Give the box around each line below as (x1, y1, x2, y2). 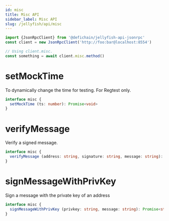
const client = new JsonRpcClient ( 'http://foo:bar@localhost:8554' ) (5, 40, 152, 45)
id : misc (5, 7, 24, 13)
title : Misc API (5, 12, 39, 17)
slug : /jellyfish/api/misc (5, 21, 62, 27)
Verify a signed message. (5, 140, 58, 146)
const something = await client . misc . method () (5, 53, 105, 58)
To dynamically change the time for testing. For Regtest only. (5, 87, 131, 93)
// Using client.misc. (5, 49, 53, 54)
